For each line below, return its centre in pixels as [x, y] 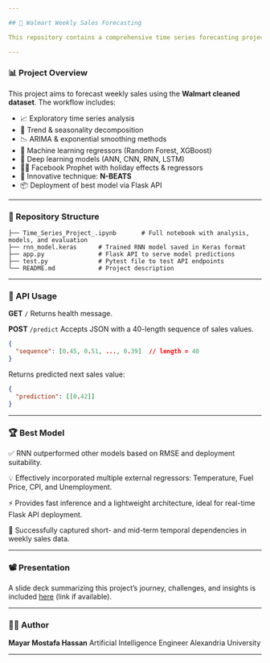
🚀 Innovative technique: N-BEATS [76, 176]
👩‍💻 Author [29, 625]
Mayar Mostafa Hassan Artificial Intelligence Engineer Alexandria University [135, 642]
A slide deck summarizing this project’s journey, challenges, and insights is [132, 588]
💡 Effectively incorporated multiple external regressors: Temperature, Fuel [131, 478]
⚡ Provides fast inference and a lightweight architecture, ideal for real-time [132, 503]
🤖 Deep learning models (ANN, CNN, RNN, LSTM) [102, 159]
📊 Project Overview [48, 73]
